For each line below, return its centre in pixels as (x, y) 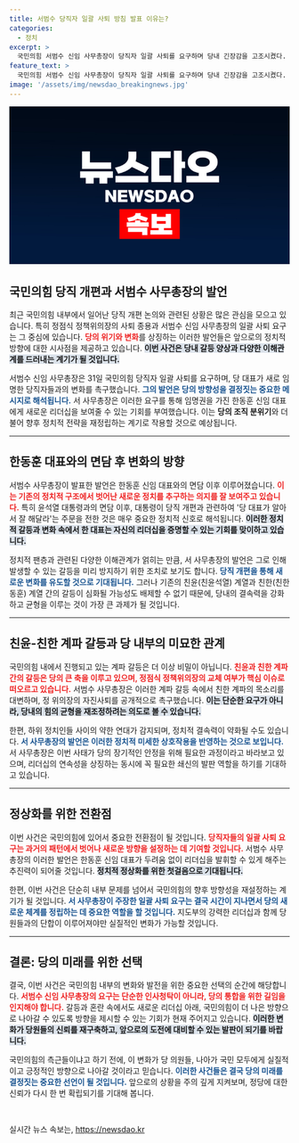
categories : (31, 28)
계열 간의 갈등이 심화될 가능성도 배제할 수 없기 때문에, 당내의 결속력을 (148, 593)
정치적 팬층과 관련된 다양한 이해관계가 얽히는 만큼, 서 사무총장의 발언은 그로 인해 (148, 559)
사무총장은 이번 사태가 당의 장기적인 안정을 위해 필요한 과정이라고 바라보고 (147, 752)
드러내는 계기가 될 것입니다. (73, 359)
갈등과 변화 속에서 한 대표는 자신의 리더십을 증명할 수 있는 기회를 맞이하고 (143, 530)
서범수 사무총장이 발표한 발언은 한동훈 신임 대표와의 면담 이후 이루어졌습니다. (142, 485)
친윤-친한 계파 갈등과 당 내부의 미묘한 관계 (117, 643)
